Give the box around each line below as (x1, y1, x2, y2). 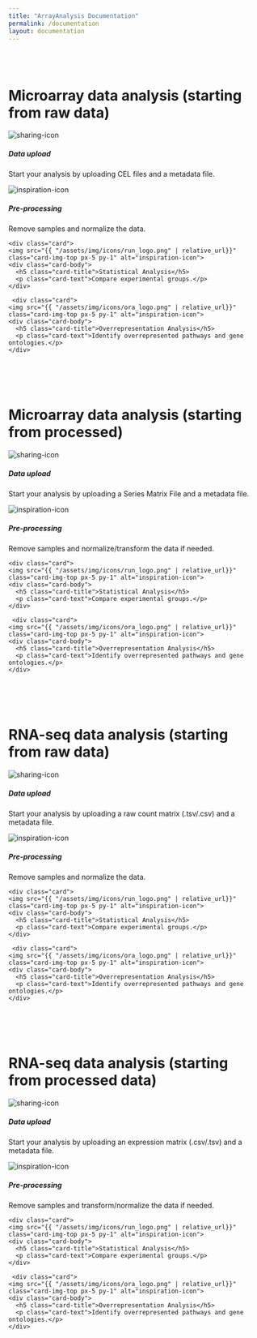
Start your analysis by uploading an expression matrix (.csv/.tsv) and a (8, 1137, 242, 1147)
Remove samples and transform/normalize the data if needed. (8, 1200, 214, 1210)
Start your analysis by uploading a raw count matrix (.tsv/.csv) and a (8, 808, 236, 819)
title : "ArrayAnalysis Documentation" (8, 11, 139, 20)
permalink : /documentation (8, 19, 99, 28)
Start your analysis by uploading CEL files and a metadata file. (8, 169, 216, 179)
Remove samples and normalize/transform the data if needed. (8, 544, 214, 554)
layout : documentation (8, 27, 85, 35)
